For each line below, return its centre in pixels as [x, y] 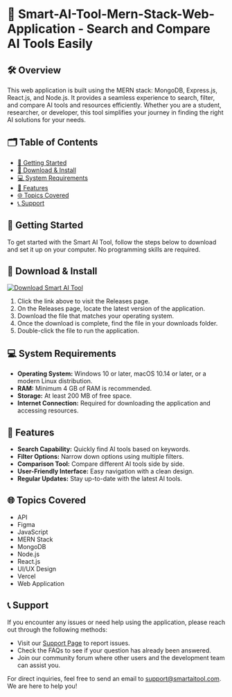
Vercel [26, 576]
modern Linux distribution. [55, 381]
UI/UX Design [37, 569]
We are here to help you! [42, 686]
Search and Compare [148, 29]
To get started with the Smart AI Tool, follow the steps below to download [112, 242]
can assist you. [39, 665]
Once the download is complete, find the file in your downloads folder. [117, 324]
